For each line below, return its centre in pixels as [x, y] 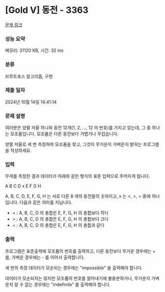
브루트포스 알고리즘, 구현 [29, 76]
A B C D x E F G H [23, 186]
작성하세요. [21, 151]
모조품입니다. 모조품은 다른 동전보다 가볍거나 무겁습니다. [64, 134]
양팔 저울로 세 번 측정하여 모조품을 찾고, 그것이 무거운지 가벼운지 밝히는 [74, 144]
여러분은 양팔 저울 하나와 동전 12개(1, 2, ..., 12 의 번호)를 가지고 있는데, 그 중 [78, 128]
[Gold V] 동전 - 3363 [47, 10]
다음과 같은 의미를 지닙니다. [46, 203]
